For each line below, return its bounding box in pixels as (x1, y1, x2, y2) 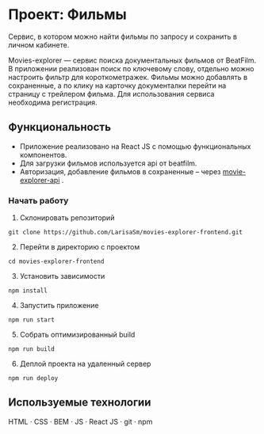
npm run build (8, 345, 55, 353)
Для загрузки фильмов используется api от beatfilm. (19, 158, 197, 168)
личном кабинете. (8, 40, 70, 49)
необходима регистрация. (8, 97, 98, 107)
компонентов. (19, 150, 67, 159)
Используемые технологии (8, 396, 151, 409)
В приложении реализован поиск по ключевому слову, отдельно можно (8, 63, 254, 73)
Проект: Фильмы (8, 6, 127, 24)
